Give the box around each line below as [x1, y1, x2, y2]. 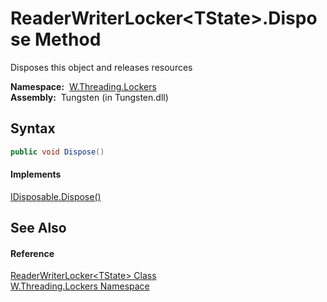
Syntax [10, 120, 56, 137]
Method [34, 28, 102, 51]
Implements [10, 168, 62, 181]
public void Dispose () [10, 147, 105, 157]
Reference [10, 247, 55, 259]
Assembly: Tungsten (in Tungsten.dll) [10, 91, 169, 103]
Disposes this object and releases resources [10, 61, 193, 73]
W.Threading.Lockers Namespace [10, 280, 150, 292]
